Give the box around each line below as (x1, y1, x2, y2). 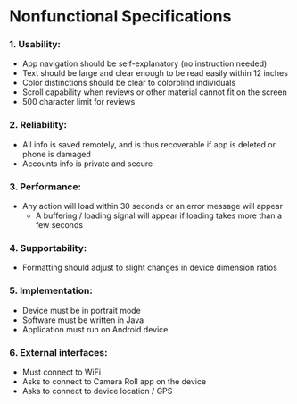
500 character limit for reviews (21, 97, 136, 107)
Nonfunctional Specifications (9, 6, 232, 27)
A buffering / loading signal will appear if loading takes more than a (35, 210, 283, 221)
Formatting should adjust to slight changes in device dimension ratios (21, 262, 278, 274)
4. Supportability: (9, 242, 87, 254)
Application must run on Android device (21, 324, 169, 334)
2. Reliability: (9, 119, 68, 131)
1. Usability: (9, 38, 61, 51)
